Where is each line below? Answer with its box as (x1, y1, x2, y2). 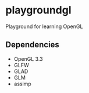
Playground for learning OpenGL (5, 23, 83, 30)
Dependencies (5, 40, 59, 50)
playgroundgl (5, 4, 72, 17)
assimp (13, 80, 31, 87)
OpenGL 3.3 (13, 55, 43, 62)
